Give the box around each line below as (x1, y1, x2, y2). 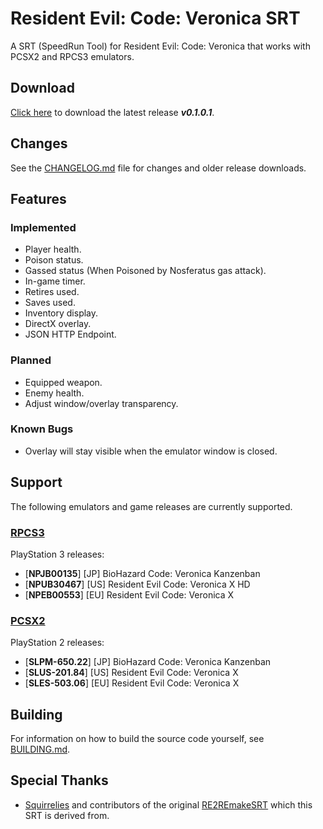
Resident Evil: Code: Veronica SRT (10, 7, 301, 30)
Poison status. (24, 254, 84, 266)
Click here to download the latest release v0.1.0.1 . (10, 106, 215, 118)
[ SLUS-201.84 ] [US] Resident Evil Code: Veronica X (24, 667, 239, 679)
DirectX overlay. (24, 318, 92, 330)
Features (10, 190, 67, 207)
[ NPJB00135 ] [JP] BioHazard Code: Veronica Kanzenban (24, 567, 261, 579)
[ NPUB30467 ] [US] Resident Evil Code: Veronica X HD (24, 578, 251, 590)
